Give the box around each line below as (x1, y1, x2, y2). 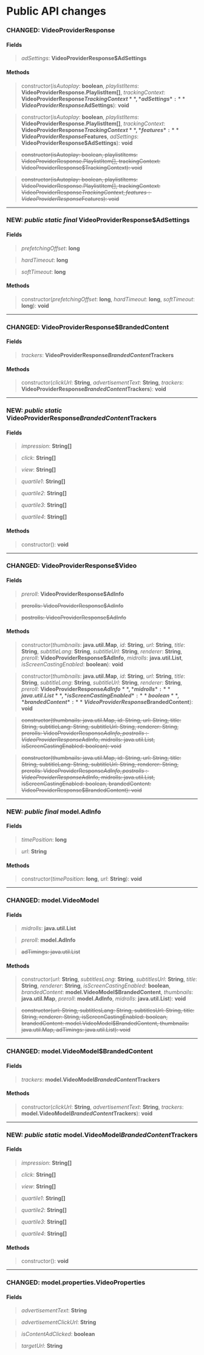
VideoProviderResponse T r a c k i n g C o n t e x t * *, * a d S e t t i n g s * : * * (21, 95, 186, 102)
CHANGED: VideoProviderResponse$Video (6, 562, 137, 570)
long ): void (21, 302, 50, 309)
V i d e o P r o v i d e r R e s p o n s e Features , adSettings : (21, 133, 139, 140)
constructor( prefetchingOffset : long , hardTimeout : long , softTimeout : (21, 295, 195, 302)
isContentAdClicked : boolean (21, 1331, 95, 1338)
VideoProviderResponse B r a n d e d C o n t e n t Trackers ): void (21, 385, 166, 393)
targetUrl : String (21, 1342, 63, 1350)
